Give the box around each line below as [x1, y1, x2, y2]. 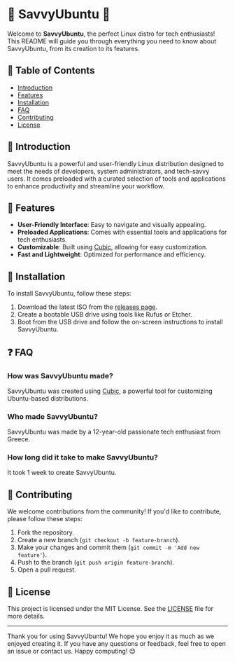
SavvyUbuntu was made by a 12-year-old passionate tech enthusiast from [7, 427, 221, 436]
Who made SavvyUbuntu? [7, 411, 98, 421]
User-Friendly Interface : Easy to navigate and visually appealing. [17, 221, 206, 229]
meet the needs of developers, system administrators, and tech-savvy [7, 167, 210, 175]
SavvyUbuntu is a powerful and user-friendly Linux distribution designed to [7, 159, 224, 167]
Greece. [7, 435, 31, 443]
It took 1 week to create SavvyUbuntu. [7, 469, 117, 477]
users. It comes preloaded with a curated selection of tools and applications [7, 174, 226, 183]
